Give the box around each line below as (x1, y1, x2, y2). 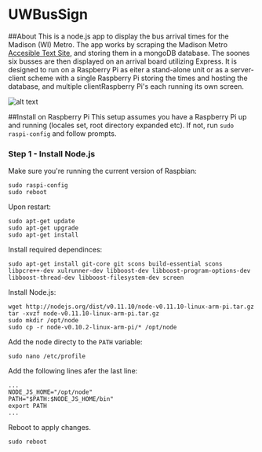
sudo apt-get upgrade (8, 224, 79, 233)
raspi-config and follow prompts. (8, 128, 117, 138)
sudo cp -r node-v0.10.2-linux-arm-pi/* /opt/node (8, 324, 177, 332)
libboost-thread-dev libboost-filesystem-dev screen (8, 274, 184, 282)
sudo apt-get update (8, 218, 76, 226)
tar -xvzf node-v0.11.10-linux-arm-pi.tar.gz (8, 310, 159, 318)
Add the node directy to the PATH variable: (8, 337, 143, 347)
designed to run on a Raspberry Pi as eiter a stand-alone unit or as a (8, 64, 229, 74)
